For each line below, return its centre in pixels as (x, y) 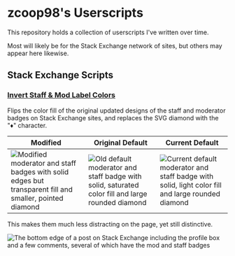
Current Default (192, 143)
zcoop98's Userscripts (75, 13)
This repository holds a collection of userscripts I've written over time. (108, 32)
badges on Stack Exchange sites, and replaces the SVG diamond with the (113, 118)
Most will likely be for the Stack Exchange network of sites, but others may (115, 45)
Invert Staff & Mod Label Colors (61, 95)
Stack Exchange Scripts (60, 75)
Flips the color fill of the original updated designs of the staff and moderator (116, 111)
